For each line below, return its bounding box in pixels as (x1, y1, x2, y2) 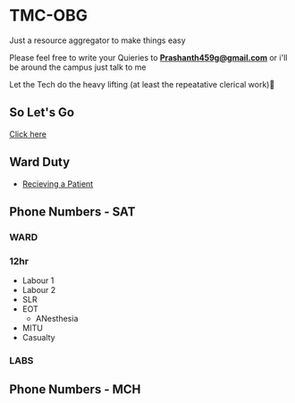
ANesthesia (35, 314, 79, 324)
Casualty (21, 332, 55, 343)
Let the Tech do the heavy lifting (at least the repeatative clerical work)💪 (9, 79, 275, 89)
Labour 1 (21, 275, 55, 286)
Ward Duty (9, 155, 71, 170)
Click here (9, 129, 47, 139)
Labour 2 (21, 285, 56, 296)
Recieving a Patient (21, 178, 94, 189)
